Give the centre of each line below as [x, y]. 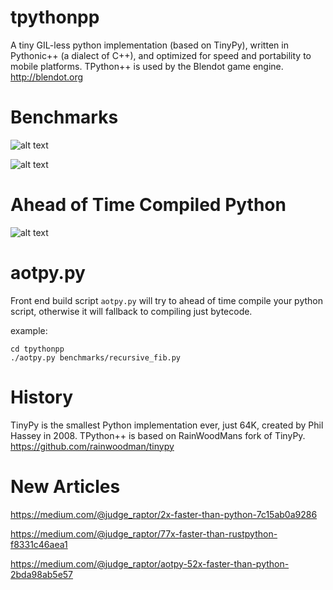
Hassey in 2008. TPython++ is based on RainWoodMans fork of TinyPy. [158, 435]
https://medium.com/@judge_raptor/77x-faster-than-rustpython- [144, 533]
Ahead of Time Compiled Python [148, 205]
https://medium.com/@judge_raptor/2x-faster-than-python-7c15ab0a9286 [164, 514]
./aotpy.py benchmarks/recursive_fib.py [96, 357]
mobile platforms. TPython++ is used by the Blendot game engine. [147, 66]
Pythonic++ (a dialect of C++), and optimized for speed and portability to [161, 55]
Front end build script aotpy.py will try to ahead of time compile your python [167, 300]
